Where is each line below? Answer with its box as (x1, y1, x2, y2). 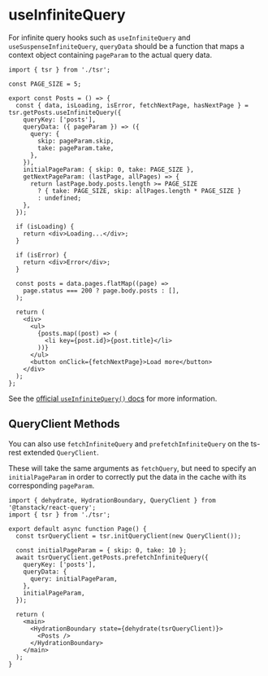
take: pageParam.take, (37, 144, 115, 152)
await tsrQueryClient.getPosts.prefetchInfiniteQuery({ (15, 553, 209, 561)
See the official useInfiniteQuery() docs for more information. (8, 393, 218, 403)
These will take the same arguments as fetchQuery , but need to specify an (8, 463, 257, 473)
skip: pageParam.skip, (37, 137, 115, 145)
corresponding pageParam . (8, 481, 95, 490)
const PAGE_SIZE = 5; (8, 80, 82, 88)
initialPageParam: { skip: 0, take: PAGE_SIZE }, (23, 165, 195, 173)
